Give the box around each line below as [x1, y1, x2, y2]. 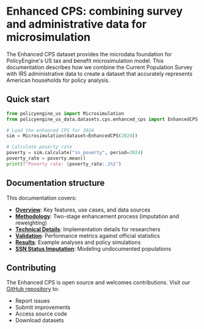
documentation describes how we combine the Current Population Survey [6, 63, 193, 71]
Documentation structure [6, 178, 105, 188]
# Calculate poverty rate [6, 144, 72, 150]
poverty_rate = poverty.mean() [6, 155, 86, 161]
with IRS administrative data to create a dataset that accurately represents [6, 70, 193, 77]
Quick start [6, 94, 50, 105]
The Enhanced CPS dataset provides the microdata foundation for [6, 50, 172, 57]
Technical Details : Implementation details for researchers [15, 225, 161, 233]
